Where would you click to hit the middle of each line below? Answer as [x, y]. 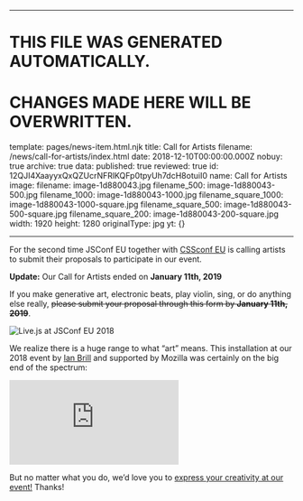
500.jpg [24, 195]
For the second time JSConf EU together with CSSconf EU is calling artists [147, 250]
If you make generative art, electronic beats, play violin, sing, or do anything [150, 294]
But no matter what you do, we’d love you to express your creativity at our [147, 478]
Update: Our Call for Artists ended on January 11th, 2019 [116, 277]
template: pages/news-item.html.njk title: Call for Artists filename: [131, 147]
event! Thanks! [37, 487]
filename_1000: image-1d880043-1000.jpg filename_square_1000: [162, 195]
